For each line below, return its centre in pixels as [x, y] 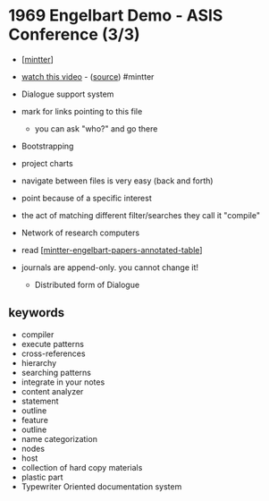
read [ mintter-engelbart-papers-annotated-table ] [112, 250]
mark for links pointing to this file [82, 111]
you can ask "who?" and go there [96, 128]
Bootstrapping [47, 146]
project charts [47, 163]
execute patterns [52, 344]
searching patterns [56, 372]
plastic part [42, 477]
